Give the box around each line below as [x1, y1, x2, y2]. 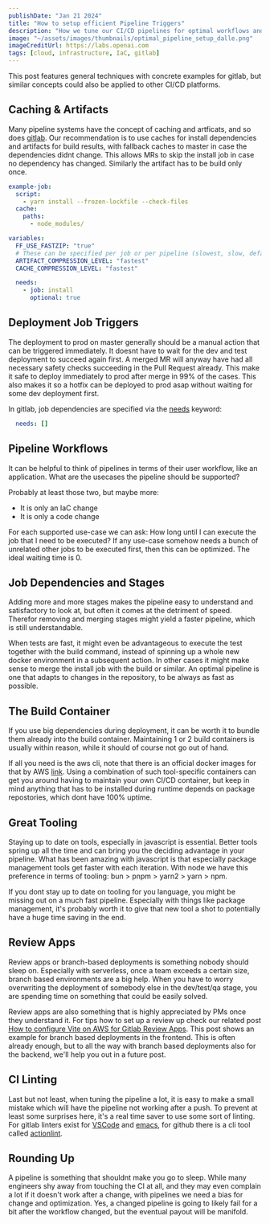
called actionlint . [8, 1128, 63, 1138]
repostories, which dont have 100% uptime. [8, 792, 153, 802]
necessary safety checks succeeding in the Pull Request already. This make [8, 362, 260, 372]
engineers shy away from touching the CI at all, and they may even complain [8, 1181, 261, 1191]
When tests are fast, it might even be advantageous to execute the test [8, 638, 243, 648]
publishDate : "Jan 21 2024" [8, 11, 103, 20]
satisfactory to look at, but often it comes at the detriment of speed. [8, 606, 232, 616]
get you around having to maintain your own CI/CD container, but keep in [8, 776, 250, 785]
